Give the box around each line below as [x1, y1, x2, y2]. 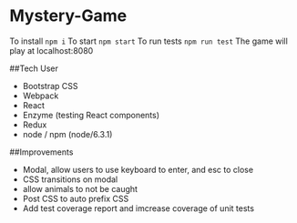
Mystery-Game [9, 5, 128, 26]
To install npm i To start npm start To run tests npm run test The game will [9, 35, 289, 46]
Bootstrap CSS [22, 80, 78, 91]
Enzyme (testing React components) [22, 109, 160, 120]
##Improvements [9, 147, 74, 157]
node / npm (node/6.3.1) [22, 128, 113, 139]
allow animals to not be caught [22, 183, 138, 194]
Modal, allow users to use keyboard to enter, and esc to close [22, 164, 253, 175]
